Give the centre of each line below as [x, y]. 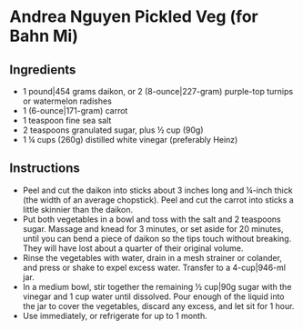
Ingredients [43, 70]
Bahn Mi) [44, 36]
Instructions [45, 169]
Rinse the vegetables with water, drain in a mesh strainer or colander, [152, 257]
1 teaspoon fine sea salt [67, 120]
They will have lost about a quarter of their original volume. [133, 248]
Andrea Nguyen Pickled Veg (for [134, 17]
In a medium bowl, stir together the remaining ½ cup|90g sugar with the [157, 286]
